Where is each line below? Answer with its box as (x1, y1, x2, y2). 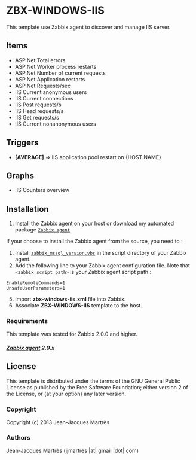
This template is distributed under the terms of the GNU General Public (6, 377, 180, 385)
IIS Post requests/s (14, 101, 62, 108)
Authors (6, 434, 31, 442)
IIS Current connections (14, 95, 73, 102)
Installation (6, 204, 49, 214)
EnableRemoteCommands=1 (6, 280, 66, 286)
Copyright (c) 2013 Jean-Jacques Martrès (6, 419, 110, 426)
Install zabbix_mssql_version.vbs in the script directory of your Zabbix (14, 249, 187, 257)
